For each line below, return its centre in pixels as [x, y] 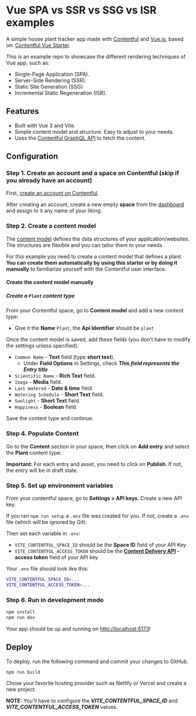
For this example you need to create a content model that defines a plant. [94, 256]
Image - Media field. [38, 382]
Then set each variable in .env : [43, 533]
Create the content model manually [50, 282]
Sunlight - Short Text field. [47, 401]
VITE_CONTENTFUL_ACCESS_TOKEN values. [62, 707]
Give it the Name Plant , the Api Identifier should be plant [84, 328]
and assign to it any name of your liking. [54, 211]
